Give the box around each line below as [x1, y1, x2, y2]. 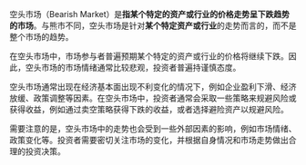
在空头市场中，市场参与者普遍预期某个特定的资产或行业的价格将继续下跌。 [9, 51, 289, 62]
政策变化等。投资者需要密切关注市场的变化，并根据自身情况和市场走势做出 [9, 135, 289, 145]
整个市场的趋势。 [9, 32, 74, 42]
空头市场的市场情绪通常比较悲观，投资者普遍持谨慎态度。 [25, 63, 241, 73]
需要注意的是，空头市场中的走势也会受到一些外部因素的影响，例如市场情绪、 [9, 123, 297, 134]
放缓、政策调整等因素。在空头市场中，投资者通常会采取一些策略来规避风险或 [9, 92, 297, 103]
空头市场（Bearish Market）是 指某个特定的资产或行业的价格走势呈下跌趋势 [9, 9, 290, 19]
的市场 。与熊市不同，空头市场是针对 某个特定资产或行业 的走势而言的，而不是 [9, 20, 297, 31]
